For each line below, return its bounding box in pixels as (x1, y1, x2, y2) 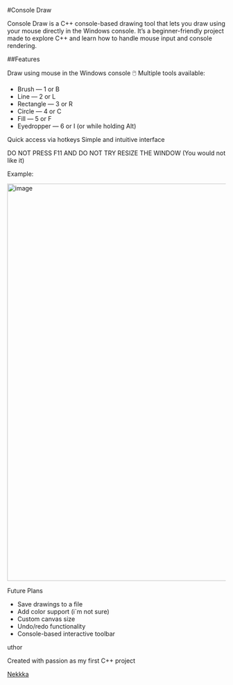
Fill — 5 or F (17, 115, 52, 122)
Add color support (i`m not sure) (17, 608, 110, 615)
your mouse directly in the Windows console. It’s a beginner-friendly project (7, 27, 224, 35)
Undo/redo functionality (17, 622, 86, 630)
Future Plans (7, 587, 43, 595)
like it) (7, 156, 25, 164)
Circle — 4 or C (17, 107, 62, 115)
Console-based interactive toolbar (17, 629, 116, 638)
